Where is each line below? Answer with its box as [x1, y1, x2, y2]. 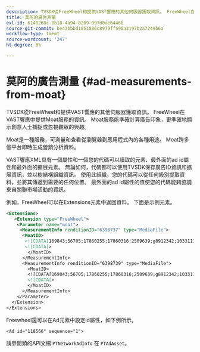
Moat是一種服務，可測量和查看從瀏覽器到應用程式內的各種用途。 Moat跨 [6, 135, 185, 143]
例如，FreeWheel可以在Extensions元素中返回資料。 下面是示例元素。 [6, 198, 176, 206]
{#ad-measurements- [81, 75, 192, 88]
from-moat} [6, 88, 67, 101]
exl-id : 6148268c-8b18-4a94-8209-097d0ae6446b [6, 20, 124, 26]
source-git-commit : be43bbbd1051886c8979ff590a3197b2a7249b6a [6, 25, 164, 32]
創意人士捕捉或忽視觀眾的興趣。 [11, 123, 90, 130]
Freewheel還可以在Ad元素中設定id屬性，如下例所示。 [6, 316, 137, 323]
